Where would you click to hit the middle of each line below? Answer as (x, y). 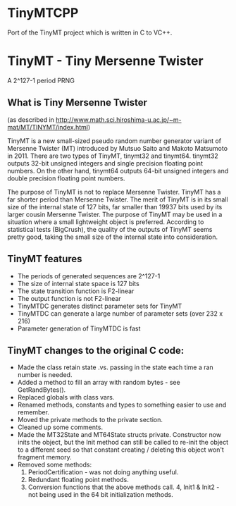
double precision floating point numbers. (66, 178)
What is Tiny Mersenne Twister (77, 103)
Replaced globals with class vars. (66, 397)
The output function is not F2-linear (69, 298)
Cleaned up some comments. (60, 427)
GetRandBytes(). (42, 390)
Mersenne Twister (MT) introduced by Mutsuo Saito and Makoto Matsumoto (117, 148)
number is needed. (45, 375)
